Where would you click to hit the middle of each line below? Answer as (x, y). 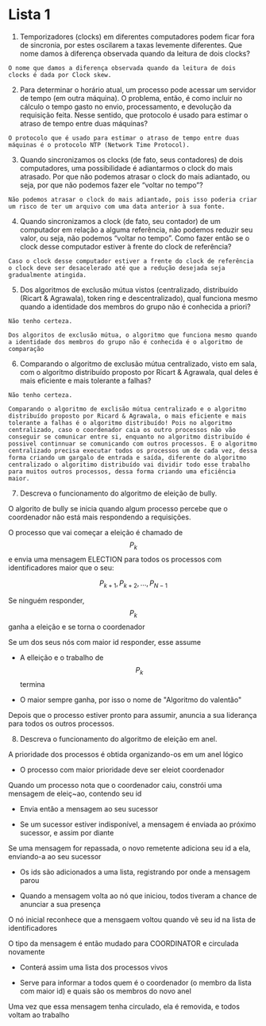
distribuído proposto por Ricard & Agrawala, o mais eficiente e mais (127, 416)
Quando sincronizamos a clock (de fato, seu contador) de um (120, 221)
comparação (26, 349)
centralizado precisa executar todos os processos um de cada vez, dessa (133, 450)
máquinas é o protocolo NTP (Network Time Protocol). (99, 145)
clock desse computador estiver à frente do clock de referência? (125, 246)
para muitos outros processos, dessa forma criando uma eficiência (122, 471)
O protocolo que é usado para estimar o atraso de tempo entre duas (124, 138)
